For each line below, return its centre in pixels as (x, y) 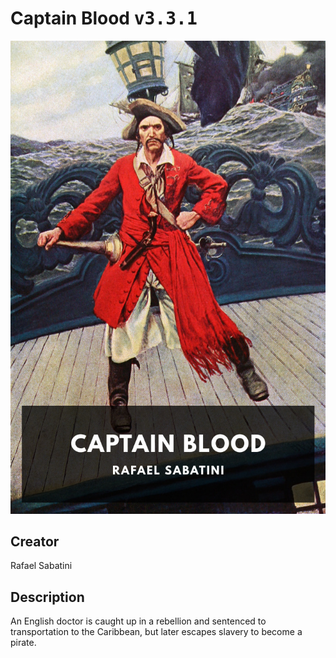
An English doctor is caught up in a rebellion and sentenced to (138, 621)
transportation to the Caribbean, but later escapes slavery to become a (156, 632)
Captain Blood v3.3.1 (104, 18)
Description (47, 597)
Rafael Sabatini (41, 566)
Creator (35, 542)
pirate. (23, 643)
